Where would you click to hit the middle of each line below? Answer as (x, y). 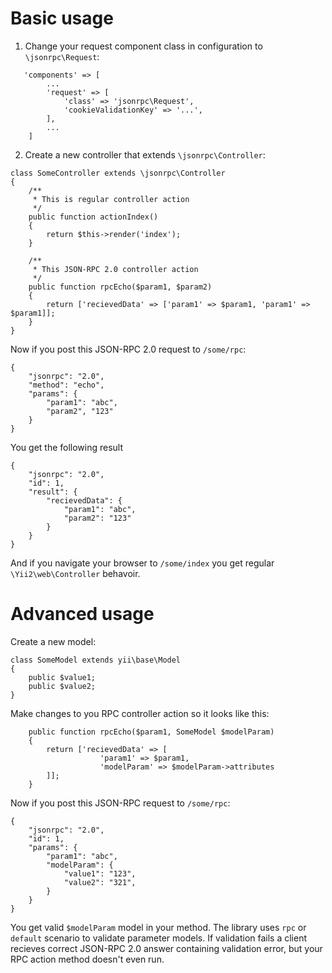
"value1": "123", (100, 873)
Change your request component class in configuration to (143, 46)
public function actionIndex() (93, 217)
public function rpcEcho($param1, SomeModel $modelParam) (151, 732)
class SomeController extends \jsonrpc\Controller (118, 173)
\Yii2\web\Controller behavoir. (75, 573)
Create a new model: (53, 641)
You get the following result (67, 447)
